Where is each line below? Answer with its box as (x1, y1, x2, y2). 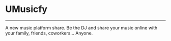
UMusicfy (5, 3, 47, 15)
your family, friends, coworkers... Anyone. (5, 30, 93, 36)
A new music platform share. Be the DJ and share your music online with (5, 24, 158, 30)
